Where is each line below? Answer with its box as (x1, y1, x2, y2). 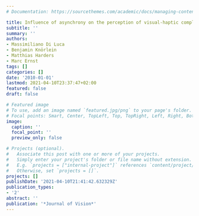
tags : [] (6, 63, 28, 69)
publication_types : (6, 185, 54, 190)
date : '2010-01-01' (6, 75, 54, 81)
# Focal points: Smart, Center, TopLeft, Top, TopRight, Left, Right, (6, 113, 184, 119)
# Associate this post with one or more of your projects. (6, 151, 161, 157)
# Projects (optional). (6, 146, 65, 152)
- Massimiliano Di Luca (6, 42, 65, 47)
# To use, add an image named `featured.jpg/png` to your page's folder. (6, 107, 192, 113)
